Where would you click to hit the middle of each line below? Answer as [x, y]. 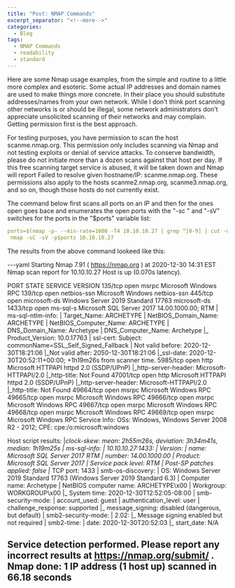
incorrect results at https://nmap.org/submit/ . [111, 555]
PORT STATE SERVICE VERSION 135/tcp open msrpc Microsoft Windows [112, 285]
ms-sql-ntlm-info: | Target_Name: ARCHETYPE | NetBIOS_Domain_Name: [113, 315]
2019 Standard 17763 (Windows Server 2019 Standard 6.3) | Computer [109, 478]
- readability [34, 53]
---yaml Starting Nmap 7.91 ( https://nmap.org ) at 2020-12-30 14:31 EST [112, 264]
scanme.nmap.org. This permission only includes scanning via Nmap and [113, 145]
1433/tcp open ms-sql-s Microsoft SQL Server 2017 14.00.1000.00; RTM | [113, 308]
